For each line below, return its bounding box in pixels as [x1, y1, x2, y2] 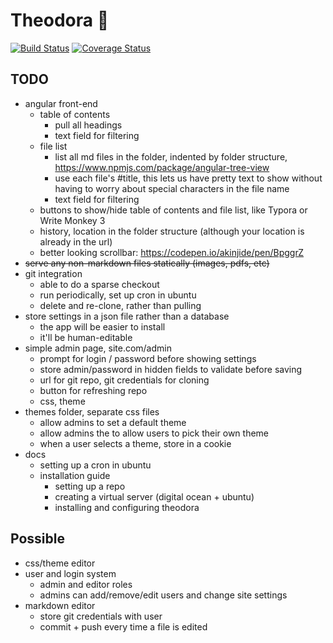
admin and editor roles [39, 578, 133, 590]
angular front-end [24, 97, 98, 109]
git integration [24, 267, 83, 279]
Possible [10, 530, 65, 548]
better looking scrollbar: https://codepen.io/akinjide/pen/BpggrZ [39, 246, 305, 258]
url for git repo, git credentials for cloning [39, 374, 210, 386]
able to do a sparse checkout [39, 278, 160, 290]
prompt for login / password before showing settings [39, 352, 257, 364]
